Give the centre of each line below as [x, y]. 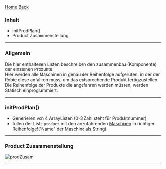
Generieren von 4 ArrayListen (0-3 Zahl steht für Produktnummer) [79, 118]
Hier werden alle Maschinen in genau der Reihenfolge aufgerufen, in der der [83, 74]
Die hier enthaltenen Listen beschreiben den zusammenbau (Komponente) [81, 64]
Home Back [17, 7]
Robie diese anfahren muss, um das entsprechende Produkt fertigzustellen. [82, 80]
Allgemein [18, 53]
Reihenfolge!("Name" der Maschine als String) [59, 129]
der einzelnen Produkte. [30, 69]
